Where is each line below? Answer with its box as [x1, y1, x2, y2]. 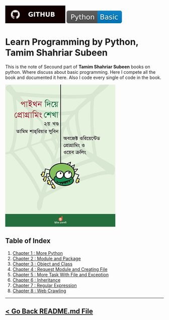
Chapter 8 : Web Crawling [12, 288, 66, 294]
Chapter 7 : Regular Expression [12, 282, 77, 288]
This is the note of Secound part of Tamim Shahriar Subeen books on [5, 64, 150, 70]
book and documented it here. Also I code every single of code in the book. [5, 74, 162, 80]
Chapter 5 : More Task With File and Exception [12, 271, 109, 278]
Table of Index [5, 237, 51, 245]
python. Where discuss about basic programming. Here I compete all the [5, 69, 156, 75]
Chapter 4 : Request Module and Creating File [12, 266, 108, 272]
